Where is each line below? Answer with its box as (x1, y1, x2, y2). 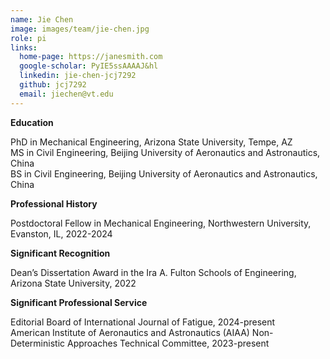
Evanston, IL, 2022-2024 (10, 227, 113, 240)
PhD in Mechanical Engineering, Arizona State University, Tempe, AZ (10, 136, 293, 148)
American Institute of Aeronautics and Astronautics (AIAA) (10, 326, 250, 338)
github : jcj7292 (19, 80, 87, 90)
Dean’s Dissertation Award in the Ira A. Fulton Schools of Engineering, (10, 266, 297, 278)
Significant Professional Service (10, 296, 148, 308)
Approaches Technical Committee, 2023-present (66, 337, 270, 349)
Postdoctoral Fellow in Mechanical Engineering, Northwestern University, (10, 217, 312, 229)
